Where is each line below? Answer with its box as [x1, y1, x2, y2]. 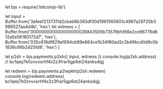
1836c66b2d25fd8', [5, 44, 45, 50]
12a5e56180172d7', [5, 34, 43, 40]
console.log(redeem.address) [5, 74, 64, 79]
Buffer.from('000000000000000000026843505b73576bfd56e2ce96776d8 [5, 29, 158, 34]
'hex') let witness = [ [38, 24, 80, 30]
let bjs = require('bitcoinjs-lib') [5, 4, 66, 10]
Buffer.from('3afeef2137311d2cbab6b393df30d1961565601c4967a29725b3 [5, 19, 157, 24]
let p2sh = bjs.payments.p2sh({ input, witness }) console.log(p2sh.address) [5, 54, 157, 59]
